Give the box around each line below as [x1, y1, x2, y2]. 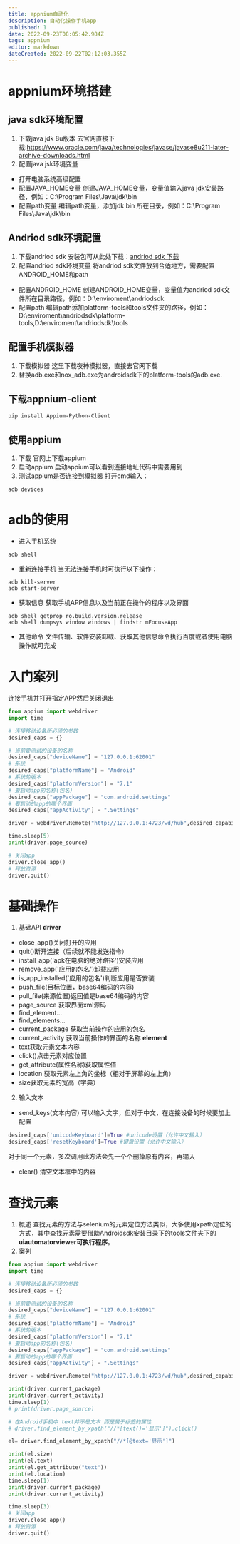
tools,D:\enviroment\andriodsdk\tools [18, 318, 129, 327]
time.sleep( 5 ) [8, 833, 51, 840]
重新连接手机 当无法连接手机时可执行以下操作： [18, 564, 158, 573]
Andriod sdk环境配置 [8, 232, 102, 244]
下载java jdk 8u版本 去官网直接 [18, 133, 109, 143]
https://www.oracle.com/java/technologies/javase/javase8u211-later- [26, 143, 229, 151]
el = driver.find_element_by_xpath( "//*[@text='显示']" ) [8, 1438, 175, 1445]
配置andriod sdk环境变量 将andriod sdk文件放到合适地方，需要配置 [18, 261, 215, 270]
